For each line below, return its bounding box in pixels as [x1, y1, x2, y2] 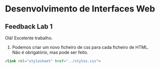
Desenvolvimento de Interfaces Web [5, 3, 155, 14]
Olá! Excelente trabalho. [5, 35, 53, 41]
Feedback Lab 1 [5, 23, 53, 31]
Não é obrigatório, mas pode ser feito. [12, 49, 88, 55]
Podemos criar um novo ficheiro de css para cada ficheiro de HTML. [12, 45, 149, 50]
